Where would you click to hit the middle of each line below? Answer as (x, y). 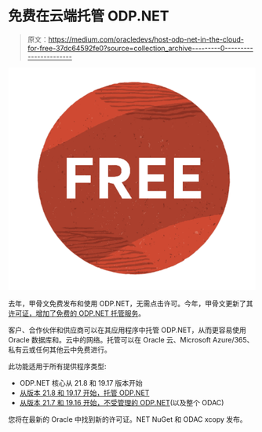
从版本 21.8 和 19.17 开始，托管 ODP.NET (84, 393)
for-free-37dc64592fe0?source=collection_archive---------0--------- (140, 48)
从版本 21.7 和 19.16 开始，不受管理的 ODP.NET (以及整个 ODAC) (122, 403)
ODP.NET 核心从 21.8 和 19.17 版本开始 (81, 383)
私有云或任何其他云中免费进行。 (60, 350)
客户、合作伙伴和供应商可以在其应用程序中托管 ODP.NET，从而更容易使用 (127, 330)
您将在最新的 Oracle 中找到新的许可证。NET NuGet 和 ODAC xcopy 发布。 (127, 419)
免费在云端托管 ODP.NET (89, 16)
